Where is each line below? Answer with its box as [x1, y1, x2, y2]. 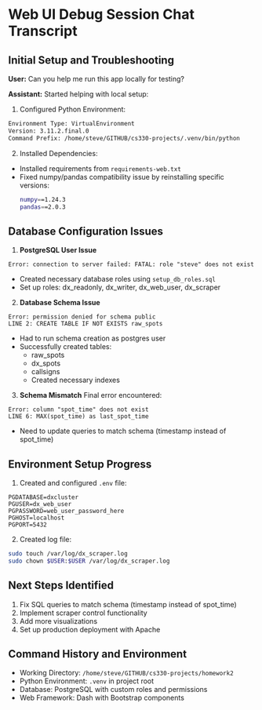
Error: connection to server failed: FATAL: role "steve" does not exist [8, 260, 255, 268]
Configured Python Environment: [19, 104, 126, 114]
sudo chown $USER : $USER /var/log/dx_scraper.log [8, 557, 170, 565]
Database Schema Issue [19, 298, 100, 308]
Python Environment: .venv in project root [19, 676, 155, 686]
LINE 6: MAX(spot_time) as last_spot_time [8, 413, 149, 421]
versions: [19, 180, 49, 190]
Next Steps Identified [8, 579, 115, 592]
